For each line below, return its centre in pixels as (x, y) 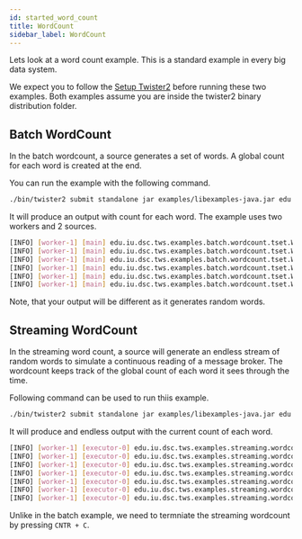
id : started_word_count (54, 18)
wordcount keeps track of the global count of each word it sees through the (150, 371)
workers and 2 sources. (53, 227)
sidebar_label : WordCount (58, 34)
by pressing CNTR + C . (49, 525)
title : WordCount (42, 26)
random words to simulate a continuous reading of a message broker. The (146, 362)
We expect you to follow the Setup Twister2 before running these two (138, 87)
